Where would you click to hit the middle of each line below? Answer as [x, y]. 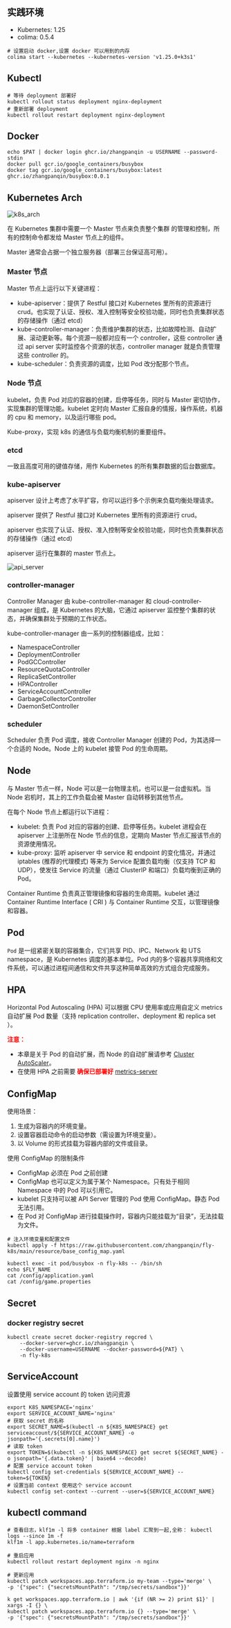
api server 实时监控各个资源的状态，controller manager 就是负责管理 [123, 346]
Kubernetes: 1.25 [41, 29]
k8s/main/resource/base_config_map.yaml [66, 1252]
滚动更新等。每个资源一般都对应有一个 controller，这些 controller [122, 338]
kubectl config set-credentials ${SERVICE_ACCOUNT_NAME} [91, 1472]
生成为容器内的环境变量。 [54, 1126]
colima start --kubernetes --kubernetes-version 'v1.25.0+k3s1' [102, 57]
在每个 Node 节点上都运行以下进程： [59, 812]
